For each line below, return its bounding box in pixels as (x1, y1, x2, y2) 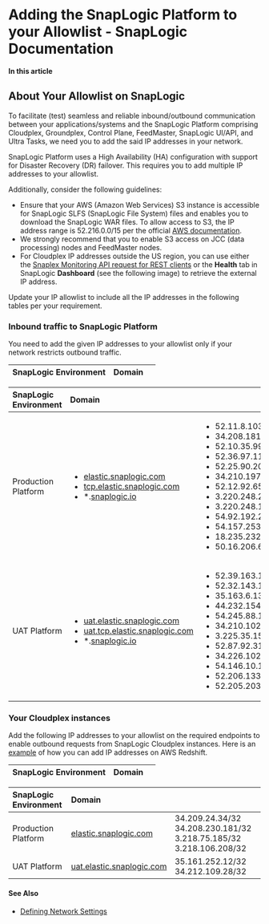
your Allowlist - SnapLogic (8, 22, 188, 41)
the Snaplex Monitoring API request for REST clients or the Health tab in (19, 259, 258, 269)
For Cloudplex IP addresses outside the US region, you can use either (19, 251, 250, 261)
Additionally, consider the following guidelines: (8, 184, 163, 194)
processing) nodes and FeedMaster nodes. (19, 242, 163, 252)
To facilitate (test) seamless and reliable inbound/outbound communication (8, 111, 256, 120)
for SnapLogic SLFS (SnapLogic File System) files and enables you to (19, 209, 249, 218)
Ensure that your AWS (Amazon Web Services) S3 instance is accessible (19, 200, 260, 209)
